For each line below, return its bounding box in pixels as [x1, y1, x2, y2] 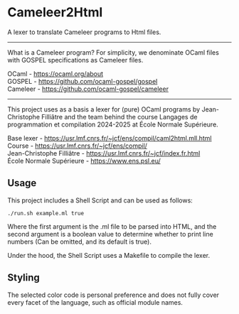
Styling [7, 271, 41, 284]
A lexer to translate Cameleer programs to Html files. [7, 28, 161, 36]
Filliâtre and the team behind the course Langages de [41, 112, 198, 121]
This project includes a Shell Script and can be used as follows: [7, 196, 193, 205]
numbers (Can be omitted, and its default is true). [7, 237, 152, 246]
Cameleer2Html [7, 4, 103, 21]
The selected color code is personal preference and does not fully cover [7, 291, 219, 299]
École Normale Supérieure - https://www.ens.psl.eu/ [7, 156, 161, 165]
